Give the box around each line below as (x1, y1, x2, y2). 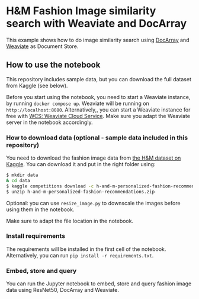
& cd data (6, 177, 31, 183)
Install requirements (6, 232, 66, 240)
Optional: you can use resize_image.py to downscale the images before (6, 199, 181, 206)
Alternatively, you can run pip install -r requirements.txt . (6, 252, 154, 259)
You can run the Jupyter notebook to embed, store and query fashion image (6, 280, 192, 287)
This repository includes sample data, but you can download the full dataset (6, 75, 191, 82)
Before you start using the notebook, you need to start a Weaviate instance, (6, 93, 191, 100)
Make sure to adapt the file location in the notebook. (6, 217, 134, 224)
